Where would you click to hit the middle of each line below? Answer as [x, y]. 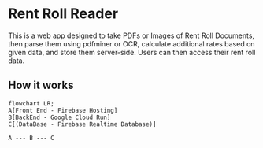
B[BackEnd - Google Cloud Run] [59, 117]
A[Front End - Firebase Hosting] [63, 110]
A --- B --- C [31, 138]
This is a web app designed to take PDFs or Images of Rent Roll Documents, [131, 35]
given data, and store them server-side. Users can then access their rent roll [132, 52]
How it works [41, 85]
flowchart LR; [31, 103]
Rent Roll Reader [63, 14]
